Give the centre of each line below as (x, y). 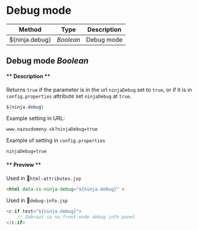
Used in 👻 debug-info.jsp (37, 200)
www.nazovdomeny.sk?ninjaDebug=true (52, 130)
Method (30, 29)
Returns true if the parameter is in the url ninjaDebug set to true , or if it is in (99, 89)
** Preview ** (24, 165)
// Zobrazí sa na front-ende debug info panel (76, 217)
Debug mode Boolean (47, 61)
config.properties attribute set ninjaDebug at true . (69, 96)
